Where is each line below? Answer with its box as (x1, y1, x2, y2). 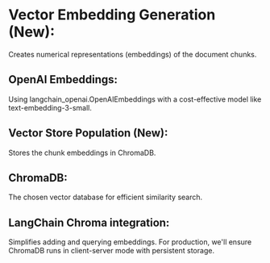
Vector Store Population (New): (8, 127, 168, 140)
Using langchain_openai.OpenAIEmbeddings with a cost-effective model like (8, 94, 262, 104)
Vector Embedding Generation (8, 6, 216, 24)
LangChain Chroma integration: (8, 215, 170, 229)
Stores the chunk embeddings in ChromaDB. (8, 148, 156, 157)
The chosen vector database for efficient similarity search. (8, 192, 203, 202)
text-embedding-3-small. (8, 102, 93, 112)
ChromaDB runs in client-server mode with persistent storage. (8, 246, 215, 256)
